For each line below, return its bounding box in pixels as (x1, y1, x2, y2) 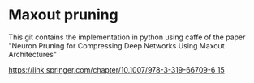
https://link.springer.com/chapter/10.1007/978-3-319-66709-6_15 (8, 64, 225, 74)
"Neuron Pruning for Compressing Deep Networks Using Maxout (8, 40, 225, 50)
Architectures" (8, 49, 57, 59)
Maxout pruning (8, 6, 119, 24)
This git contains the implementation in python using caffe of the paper (8, 32, 246, 42)
